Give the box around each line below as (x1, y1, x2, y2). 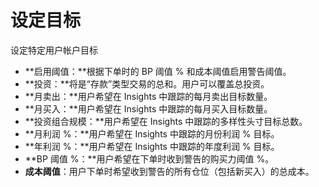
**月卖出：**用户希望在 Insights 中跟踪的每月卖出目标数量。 (24, 90, 273, 102)
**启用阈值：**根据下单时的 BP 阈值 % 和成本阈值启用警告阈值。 (24, 65, 292, 77)
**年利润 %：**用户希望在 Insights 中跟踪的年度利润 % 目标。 (24, 140, 280, 152)
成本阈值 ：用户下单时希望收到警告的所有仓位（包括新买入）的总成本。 (24, 165, 315, 177)
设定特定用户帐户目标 (10, 44, 98, 56)
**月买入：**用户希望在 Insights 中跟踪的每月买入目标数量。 (24, 102, 273, 115)
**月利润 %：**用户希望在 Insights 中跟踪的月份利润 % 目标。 (24, 127, 280, 140)
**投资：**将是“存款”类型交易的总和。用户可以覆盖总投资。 (24, 77, 270, 90)
